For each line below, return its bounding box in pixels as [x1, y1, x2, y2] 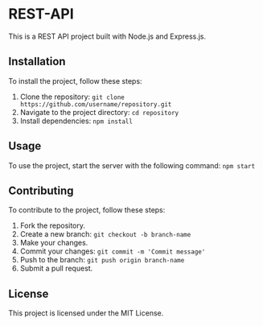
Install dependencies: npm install [19, 116, 133, 126]
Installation [8, 55, 66, 68]
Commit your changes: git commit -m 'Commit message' [19, 246, 206, 256]
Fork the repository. [19, 221, 86, 230]
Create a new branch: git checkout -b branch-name [19, 229, 191, 239]
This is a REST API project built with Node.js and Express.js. [8, 31, 207, 41]
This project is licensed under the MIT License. [8, 308, 164, 318]
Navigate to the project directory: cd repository [19, 107, 179, 117]
